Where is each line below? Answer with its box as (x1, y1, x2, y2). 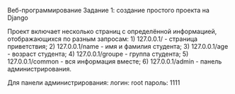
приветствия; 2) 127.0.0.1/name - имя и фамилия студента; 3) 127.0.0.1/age (7, 42, 229, 50)
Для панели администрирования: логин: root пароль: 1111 (7, 78, 180, 87)
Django (7, 13, 28, 22)
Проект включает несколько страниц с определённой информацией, (7, 28, 217, 35)
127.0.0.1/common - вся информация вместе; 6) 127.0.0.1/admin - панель (7, 57, 222, 66)
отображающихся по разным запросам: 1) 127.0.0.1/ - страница (7, 35, 198, 43)
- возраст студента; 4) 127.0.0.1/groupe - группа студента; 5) (7, 49, 189, 58)
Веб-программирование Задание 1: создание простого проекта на (7, 6, 210, 14)
